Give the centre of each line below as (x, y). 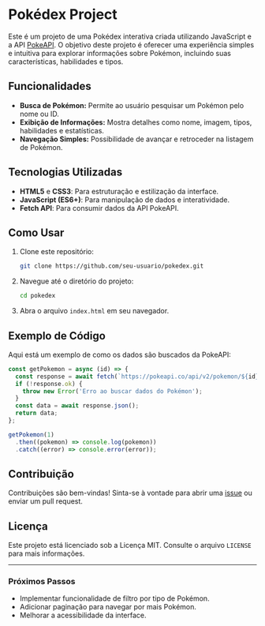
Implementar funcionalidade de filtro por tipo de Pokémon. (115, 598)
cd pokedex (37, 296)
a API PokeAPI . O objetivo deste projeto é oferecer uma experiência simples (131, 44)
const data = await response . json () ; (77, 406)
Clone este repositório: (57, 252)
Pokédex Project (63, 15)
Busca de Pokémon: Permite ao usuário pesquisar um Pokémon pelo (132, 105)
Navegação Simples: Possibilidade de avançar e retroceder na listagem (136, 139)
